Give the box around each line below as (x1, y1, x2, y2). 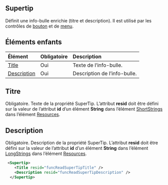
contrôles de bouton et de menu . (5, 23, 74, 29)
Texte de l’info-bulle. (73, 61, 123, 68)
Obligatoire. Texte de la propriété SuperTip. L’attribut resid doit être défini (5, 100, 159, 107)
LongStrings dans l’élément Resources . (5, 150, 87, 157)
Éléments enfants (5, 38, 62, 46)
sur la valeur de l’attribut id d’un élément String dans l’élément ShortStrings (5, 106, 163, 112)
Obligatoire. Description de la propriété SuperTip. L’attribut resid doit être (5, 140, 158, 146)
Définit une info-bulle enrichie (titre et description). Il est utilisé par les (5, 17, 152, 23)
